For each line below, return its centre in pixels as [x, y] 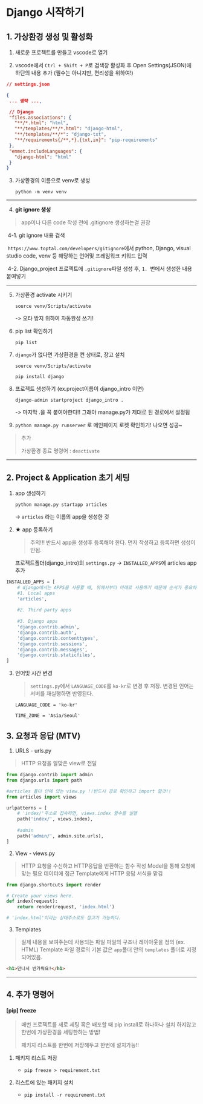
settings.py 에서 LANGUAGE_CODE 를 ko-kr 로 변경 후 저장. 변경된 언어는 [112, 686]
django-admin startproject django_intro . [69, 401]
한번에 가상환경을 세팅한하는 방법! [61, 1032]
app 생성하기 [31, 493]
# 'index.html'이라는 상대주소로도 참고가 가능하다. [64, 918]
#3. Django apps [38, 622]
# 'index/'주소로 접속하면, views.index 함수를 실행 [77, 813]
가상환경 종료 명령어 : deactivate [60, 451]
